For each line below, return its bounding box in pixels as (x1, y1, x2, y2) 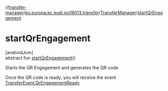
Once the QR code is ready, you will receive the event (5, 74, 117, 80)
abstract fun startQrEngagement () (5, 55, 76, 61)
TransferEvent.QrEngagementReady (5, 79, 80, 85)
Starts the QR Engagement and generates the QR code (5, 64, 119, 70)
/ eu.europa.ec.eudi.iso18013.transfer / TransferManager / (23, 10, 138, 16)
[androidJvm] (5, 49, 34, 55)
